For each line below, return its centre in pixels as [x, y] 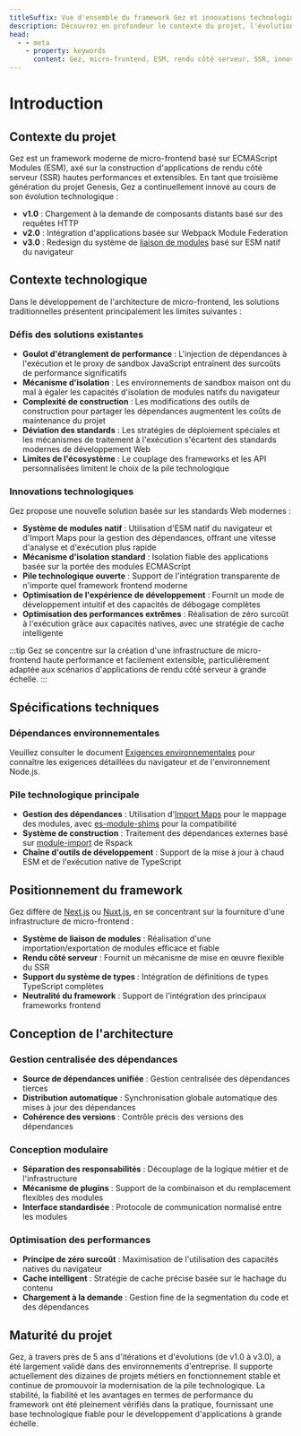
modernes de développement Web [86, 449]
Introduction [56, 104]
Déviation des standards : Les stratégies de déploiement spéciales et [151, 431]
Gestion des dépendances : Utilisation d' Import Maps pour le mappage [154, 814]
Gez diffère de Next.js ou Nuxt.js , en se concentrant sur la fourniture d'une [147, 912]
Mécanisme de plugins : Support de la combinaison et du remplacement [156, 1188]
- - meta [34, 43]
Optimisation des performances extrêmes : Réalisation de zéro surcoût [155, 614]
